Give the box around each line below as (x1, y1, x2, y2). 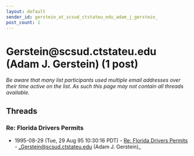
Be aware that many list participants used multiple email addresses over (6, 77, 181, 84)
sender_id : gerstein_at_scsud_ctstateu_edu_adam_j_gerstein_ (6, 14, 158, 20)
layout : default (6, 8, 46, 15)
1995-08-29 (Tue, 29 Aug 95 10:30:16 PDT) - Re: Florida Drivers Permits (14, 137, 188, 144)
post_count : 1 (6, 19, 41, 25)
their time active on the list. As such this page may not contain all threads (6, 83, 184, 90)
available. (6, 89, 30, 96)
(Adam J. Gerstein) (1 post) (6, 57, 138, 70)
